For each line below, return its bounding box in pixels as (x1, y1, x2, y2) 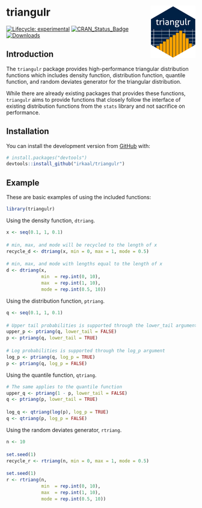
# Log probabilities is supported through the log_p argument (6, 348, 165, 354)
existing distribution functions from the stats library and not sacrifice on (6, 102, 185, 110)
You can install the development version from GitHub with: (6, 142, 150, 149)
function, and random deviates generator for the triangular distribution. (6, 78, 182, 85)
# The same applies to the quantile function (6, 383, 122, 390)
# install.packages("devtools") (6, 155, 87, 161)
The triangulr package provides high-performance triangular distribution (6, 65, 189, 72)
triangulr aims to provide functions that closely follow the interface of (6, 96, 181, 103)
